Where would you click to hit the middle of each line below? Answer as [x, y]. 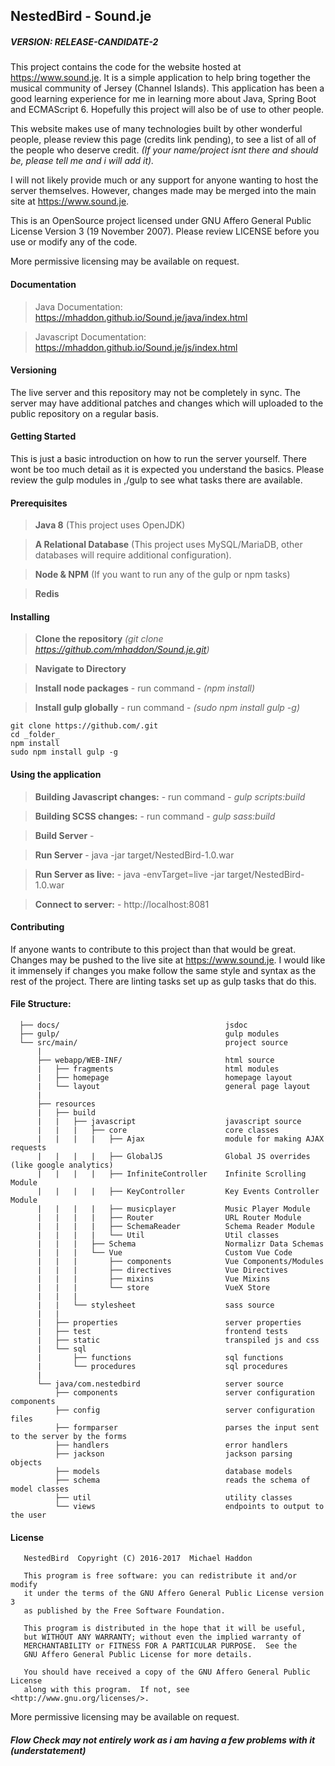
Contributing [37, 927]
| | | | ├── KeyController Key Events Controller [178, 1191]
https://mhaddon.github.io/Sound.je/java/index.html [141, 317]
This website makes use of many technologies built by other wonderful [156, 129]
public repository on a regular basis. [84, 413]
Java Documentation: [78, 306]
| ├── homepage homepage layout [164, 1077]
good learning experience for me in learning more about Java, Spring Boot [163, 99]
